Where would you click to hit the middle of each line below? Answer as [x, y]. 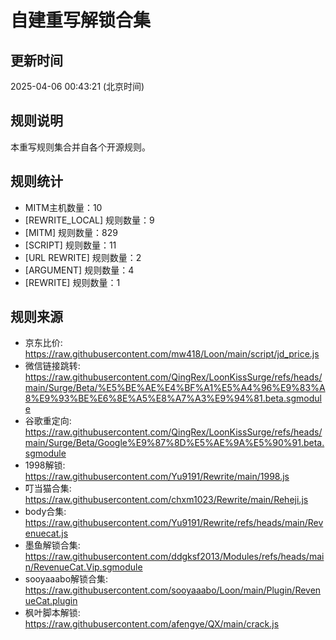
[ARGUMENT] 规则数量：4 [79, 270]
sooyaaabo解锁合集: [66, 579]
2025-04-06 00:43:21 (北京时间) [77, 86]
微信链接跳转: [52, 366]
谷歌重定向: [48, 421]
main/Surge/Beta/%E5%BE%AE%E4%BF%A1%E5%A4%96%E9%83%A [175, 388]
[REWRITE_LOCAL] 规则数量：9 [89, 220]
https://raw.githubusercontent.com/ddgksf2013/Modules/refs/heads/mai [174, 557]
